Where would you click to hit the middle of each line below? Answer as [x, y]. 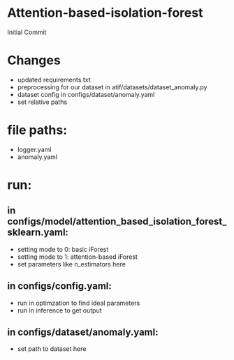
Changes [34, 60]
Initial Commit [27, 32]
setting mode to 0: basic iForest [63, 249]
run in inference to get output [60, 310]
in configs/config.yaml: [59, 286]
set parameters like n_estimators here [71, 264]
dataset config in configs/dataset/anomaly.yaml [86, 94]
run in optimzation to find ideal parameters [79, 303]
